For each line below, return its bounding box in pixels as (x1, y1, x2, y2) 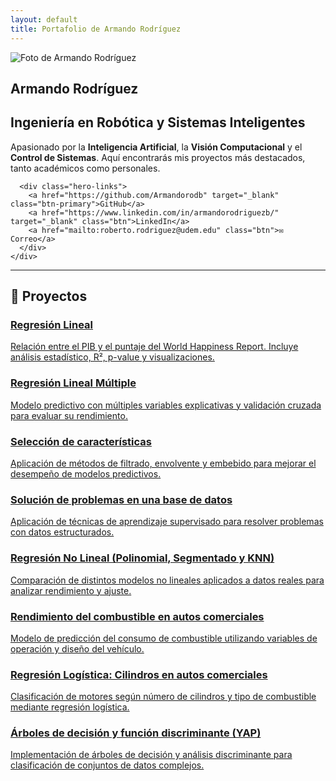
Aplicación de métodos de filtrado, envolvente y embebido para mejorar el (10, 457, 317, 469)
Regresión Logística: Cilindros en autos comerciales (10, 667, 268, 681)
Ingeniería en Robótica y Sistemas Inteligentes (10, 114, 306, 131)
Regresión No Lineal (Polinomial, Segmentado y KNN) (10, 551, 275, 565)
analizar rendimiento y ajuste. (10, 584, 132, 596)
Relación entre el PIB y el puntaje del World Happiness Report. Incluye (10, 341, 299, 353)
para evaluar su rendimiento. (10, 409, 128, 421)
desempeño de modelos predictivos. (10, 467, 162, 480)
